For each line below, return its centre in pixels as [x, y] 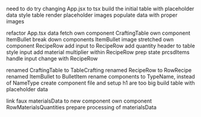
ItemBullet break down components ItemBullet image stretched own [90, 39]
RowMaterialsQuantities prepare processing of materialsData [82, 107]
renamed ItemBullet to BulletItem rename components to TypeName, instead [100, 76]
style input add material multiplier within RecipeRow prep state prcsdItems [98, 52]
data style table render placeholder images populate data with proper [92, 15]
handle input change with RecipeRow [52, 58]
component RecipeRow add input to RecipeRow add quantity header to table [100, 46]
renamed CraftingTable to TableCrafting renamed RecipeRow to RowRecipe [99, 70]
